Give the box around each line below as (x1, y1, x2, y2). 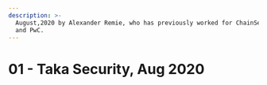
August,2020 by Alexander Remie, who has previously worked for (15, 19, 233, 27)
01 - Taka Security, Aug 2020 (8, 60, 205, 78)
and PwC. (15, 26, 44, 34)
